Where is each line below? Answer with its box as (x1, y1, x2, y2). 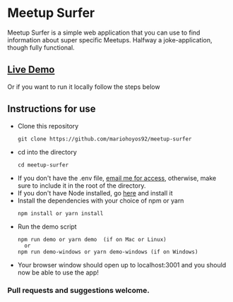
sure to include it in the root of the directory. (17, 181, 146, 190)
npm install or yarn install (17, 210, 104, 217)
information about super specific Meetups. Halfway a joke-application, (7, 35, 213, 44)
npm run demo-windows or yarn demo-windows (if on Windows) (17, 248, 198, 255)
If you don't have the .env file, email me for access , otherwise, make (17, 174, 217, 182)
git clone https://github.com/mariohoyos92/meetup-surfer (17, 135, 192, 143)
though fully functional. (7, 43, 76, 52)
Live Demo (7, 64, 55, 75)
